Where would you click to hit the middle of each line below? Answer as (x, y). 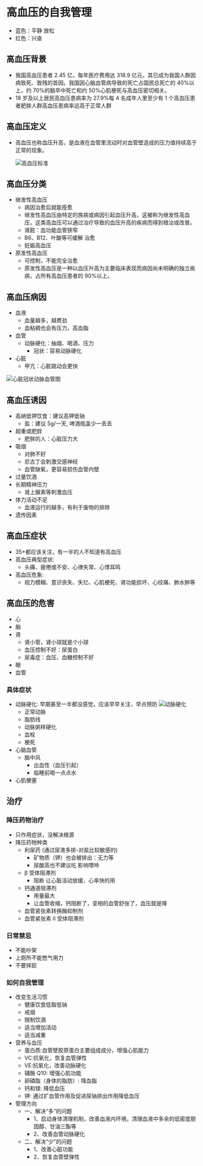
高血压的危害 (30, 603)
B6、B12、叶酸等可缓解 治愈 (60, 238)
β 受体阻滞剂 (40, 872)
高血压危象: (29, 574)
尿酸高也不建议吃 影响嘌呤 (66, 865)
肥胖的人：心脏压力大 (51, 439)
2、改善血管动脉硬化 (59, 1134)
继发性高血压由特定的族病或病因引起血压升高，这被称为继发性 (102, 215)
